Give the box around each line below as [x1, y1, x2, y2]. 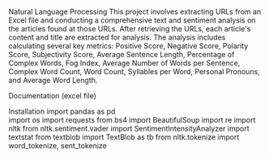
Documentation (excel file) [8, 91, 97, 100]
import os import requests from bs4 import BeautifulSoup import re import [8, 115, 256, 124]
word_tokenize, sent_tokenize [8, 141, 107, 150]
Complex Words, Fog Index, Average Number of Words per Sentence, [8, 58, 241, 68]
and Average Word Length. [8, 76, 98, 85]
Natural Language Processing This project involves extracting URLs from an [8, 7, 262, 16]
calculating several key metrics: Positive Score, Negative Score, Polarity [8, 41, 249, 51]
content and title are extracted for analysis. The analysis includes [8, 32, 226, 42]
